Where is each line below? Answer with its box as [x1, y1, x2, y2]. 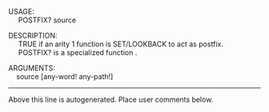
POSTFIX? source [18, 15, 77, 25]
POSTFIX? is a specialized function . [18, 48, 138, 57]
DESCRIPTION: [8, 31, 58, 40]
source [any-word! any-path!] [15, 72, 114, 81]
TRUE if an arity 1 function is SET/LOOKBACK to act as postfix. [18, 39, 224, 49]
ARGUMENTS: [8, 63, 56, 73]
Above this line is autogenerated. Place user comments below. [8, 95, 214, 104]
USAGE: [8, 7, 34, 16]
